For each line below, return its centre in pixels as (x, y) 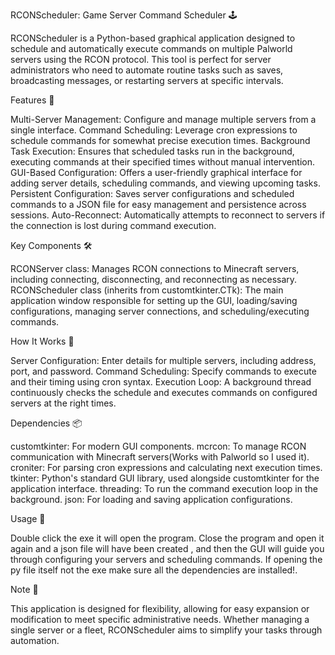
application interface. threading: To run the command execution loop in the (164, 488)
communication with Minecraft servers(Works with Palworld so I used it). (160, 457)
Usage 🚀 (28, 518)
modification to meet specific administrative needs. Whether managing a (160, 619)
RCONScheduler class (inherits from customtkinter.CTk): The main (147, 290)
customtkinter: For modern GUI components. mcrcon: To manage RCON (158, 446)
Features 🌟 (32, 100)
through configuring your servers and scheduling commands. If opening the (166, 559)
